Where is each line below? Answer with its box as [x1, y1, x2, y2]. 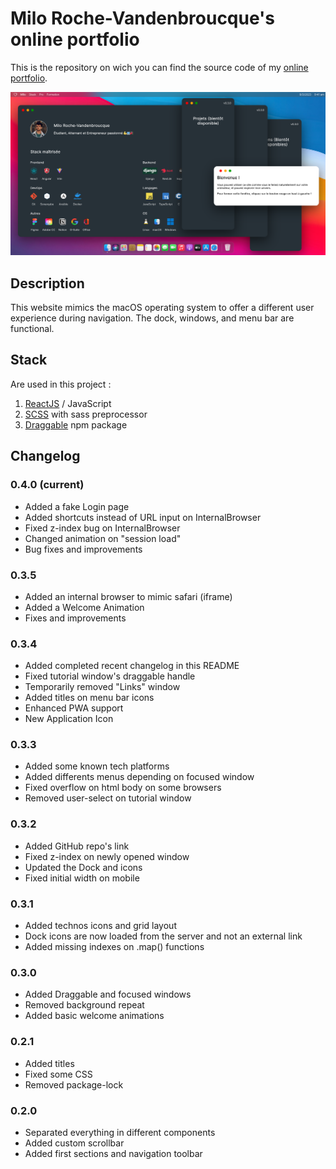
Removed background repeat [24, 999, 145, 1011]
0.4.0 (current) [10, 478, 85, 492]
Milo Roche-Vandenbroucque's [10, 7, 276, 30]
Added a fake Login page [24, 500, 130, 512]
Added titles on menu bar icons [24, 692, 155, 704]
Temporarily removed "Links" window [24, 681, 181, 693]
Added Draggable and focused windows [24, 988, 192, 1001]
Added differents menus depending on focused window [24, 771, 255, 783]
